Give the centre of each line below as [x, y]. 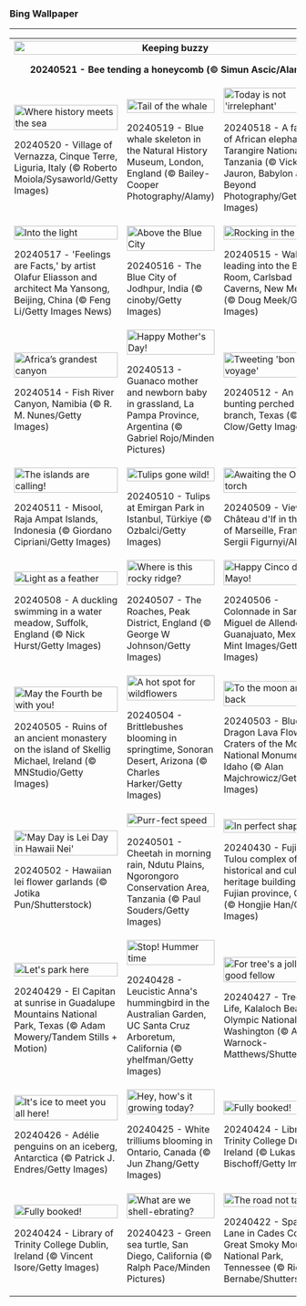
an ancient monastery [61, 738]
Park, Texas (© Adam [60, 1026]
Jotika [27, 893]
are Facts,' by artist [55, 266]
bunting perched [259, 404]
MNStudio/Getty [49, 772]
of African [245, 140]
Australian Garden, [166, 1014]
